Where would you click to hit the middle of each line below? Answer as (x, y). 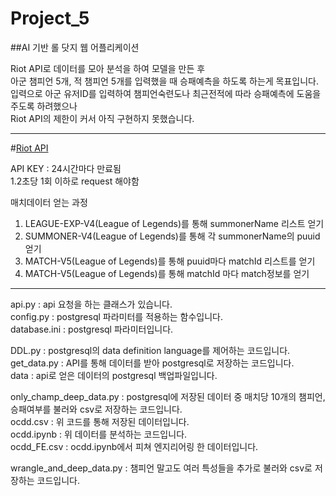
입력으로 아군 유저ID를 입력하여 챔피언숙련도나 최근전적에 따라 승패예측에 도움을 (166, 93)
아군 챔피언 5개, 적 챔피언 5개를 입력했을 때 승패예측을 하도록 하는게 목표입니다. (165, 81)
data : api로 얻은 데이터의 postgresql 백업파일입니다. (114, 375)
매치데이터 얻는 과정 (49, 202)
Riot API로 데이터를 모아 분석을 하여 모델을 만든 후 (108, 68)
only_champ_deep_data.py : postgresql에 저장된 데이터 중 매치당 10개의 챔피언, (168, 396)
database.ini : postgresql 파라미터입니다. (92, 329)
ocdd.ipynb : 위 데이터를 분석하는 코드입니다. (99, 434)
